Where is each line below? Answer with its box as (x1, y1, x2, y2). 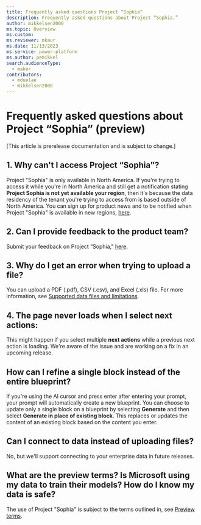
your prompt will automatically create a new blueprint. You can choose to (6, 399, 190, 406)
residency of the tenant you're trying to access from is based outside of (6, 196, 187, 203)
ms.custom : (6, 32, 34, 38)
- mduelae (12, 77, 37, 83)
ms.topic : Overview (6, 26, 56, 32)
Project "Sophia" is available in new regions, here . (6, 208, 132, 216)
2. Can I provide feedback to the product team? (6, 227, 189, 237)
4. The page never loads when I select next (6, 310, 172, 321)
